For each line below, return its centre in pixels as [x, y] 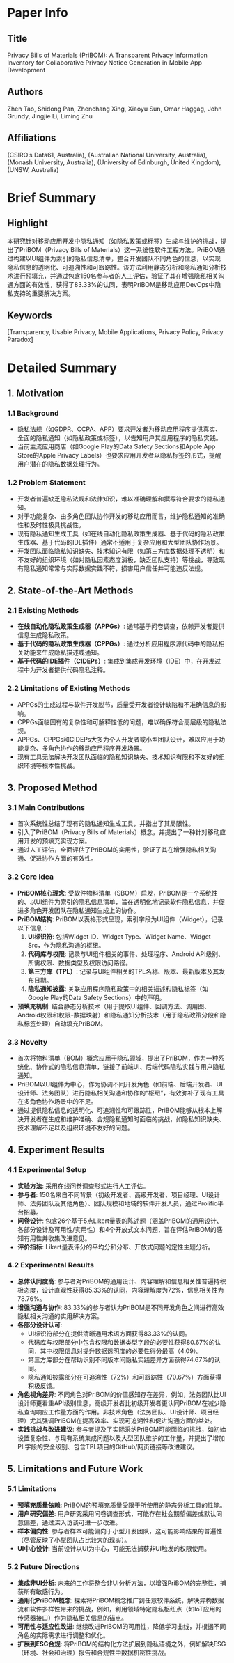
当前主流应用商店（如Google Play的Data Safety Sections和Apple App [116, 446]
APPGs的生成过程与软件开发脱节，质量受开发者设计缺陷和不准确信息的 [119, 704]
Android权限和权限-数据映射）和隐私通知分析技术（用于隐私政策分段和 [119, 1015]
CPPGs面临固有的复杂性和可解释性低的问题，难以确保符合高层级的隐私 [119, 721]
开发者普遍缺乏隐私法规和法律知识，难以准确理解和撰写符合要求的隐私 [118, 499]
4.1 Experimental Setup [47, 1170]
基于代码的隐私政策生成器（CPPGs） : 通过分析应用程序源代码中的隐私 [118, 644]
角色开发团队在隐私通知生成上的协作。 [85, 910]
